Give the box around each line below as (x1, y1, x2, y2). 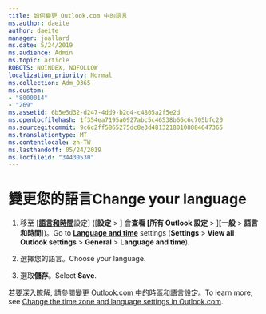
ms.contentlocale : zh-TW (8, 138, 91, 147)
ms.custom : (8, 86, 45, 95)
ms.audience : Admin (8, 49, 73, 57)
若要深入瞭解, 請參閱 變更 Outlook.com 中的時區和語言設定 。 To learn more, (8, 288, 253, 297)
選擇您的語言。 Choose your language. (19, 254, 146, 264)
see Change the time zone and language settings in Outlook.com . (8, 297, 224, 307)
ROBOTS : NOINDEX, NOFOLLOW (8, 64, 98, 72)
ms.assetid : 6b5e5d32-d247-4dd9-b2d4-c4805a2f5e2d (8, 109, 181, 117)
